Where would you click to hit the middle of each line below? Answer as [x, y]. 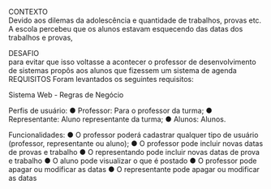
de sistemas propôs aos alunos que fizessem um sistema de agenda [123, 71]
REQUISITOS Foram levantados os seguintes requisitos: [101, 79]
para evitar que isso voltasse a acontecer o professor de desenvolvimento [133, 62]
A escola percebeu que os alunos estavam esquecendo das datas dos [126, 29]
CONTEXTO [28, 12]
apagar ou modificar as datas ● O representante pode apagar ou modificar [134, 169]
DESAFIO [24, 53]
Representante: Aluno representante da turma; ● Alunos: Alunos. [117, 119]
